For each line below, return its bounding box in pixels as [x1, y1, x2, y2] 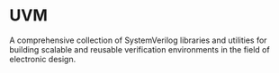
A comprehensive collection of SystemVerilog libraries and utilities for [9, 35, 267, 45]
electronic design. [9, 53, 76, 64]
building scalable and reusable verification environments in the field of [9, 44, 270, 54]
